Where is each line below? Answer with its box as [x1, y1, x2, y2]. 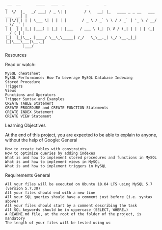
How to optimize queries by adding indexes [5, 151, 96, 156]
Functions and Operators [5, 92, 56, 97]
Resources [5, 52, 27, 58]
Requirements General [5, 172, 51, 178]
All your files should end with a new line [5, 190, 96, 195]
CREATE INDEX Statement [5, 110, 54, 115]
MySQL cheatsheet [5, 71, 41, 76]
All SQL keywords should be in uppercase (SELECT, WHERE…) [5, 207, 129, 212]
